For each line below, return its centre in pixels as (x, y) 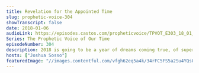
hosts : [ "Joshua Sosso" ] (37, 55)
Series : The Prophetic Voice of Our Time (58, 39)
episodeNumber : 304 (30, 45)
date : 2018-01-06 (28, 28)
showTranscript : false (34, 22)
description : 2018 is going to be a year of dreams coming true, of (92, 50)
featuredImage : (25, 61)
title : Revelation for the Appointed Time (59, 11)
